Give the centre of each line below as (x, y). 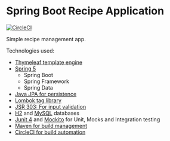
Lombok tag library (38, 100)
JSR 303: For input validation (50, 106)
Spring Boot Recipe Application (85, 11)
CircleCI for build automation (50, 132)
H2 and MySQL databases (47, 113)
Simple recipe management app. (46, 39)
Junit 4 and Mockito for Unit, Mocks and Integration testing (87, 119)
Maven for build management (51, 125)
